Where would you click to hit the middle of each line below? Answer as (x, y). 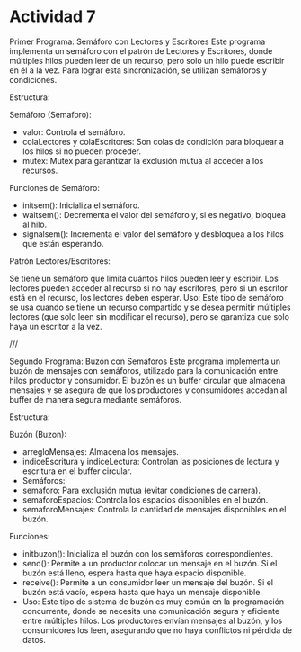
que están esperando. (63, 243)
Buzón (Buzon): (38, 434)
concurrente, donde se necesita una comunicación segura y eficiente (151, 611)
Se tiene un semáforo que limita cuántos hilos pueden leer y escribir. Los (144, 278)
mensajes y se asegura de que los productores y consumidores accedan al (148, 390)
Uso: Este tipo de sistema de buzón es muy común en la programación (153, 602)
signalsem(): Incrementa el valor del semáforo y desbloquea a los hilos (153, 234)
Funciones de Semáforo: (55, 187)
